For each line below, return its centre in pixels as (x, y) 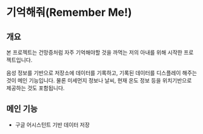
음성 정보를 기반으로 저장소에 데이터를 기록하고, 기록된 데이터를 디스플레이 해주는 (102, 73)
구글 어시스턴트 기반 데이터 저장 (52, 124)
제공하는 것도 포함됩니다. (35, 88)
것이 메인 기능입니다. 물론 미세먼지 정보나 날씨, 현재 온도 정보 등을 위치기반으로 (99, 80)
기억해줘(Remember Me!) (69, 12)
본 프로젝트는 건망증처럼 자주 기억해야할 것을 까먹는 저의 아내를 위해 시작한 (95, 52)
